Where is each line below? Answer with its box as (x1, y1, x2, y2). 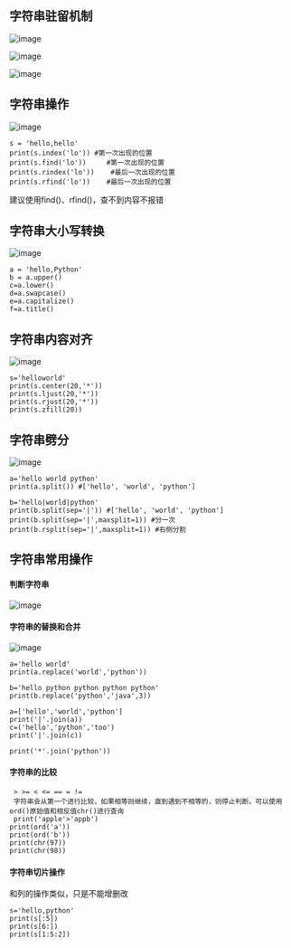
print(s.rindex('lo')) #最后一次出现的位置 (9, 167, 176, 176)
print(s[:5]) (9, 915, 59, 924)
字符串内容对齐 (9, 331, 93, 346)
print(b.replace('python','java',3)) (9, 691, 152, 700)
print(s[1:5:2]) (9, 930, 70, 939)
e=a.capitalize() (9, 297, 75, 306)
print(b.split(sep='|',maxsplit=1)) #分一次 (9, 516, 176, 525)
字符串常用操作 (9, 552, 93, 567)
